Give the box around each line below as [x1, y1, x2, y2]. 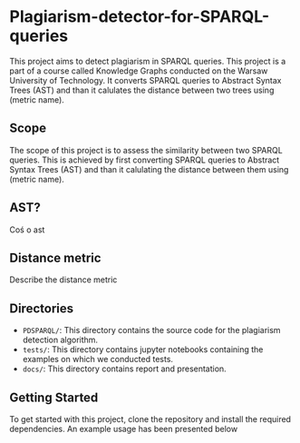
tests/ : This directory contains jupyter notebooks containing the [22, 344, 264, 355]
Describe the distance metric [9, 274, 118, 285]
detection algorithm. [22, 334, 98, 346]
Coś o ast [9, 224, 45, 235]
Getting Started [9, 389, 99, 405]
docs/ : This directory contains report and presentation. [22, 363, 227, 374]
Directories [9, 300, 74, 316]
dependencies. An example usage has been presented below [9, 424, 238, 434]
